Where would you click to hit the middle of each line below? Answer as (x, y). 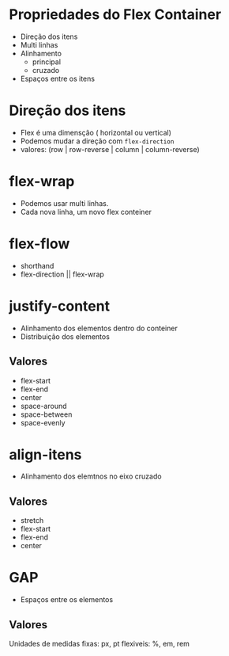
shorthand (37, 265)
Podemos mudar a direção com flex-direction (97, 141)
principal (47, 62)
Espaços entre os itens (58, 78)
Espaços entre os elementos (67, 600)
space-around (43, 406)
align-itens (45, 454)
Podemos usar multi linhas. (64, 203)
